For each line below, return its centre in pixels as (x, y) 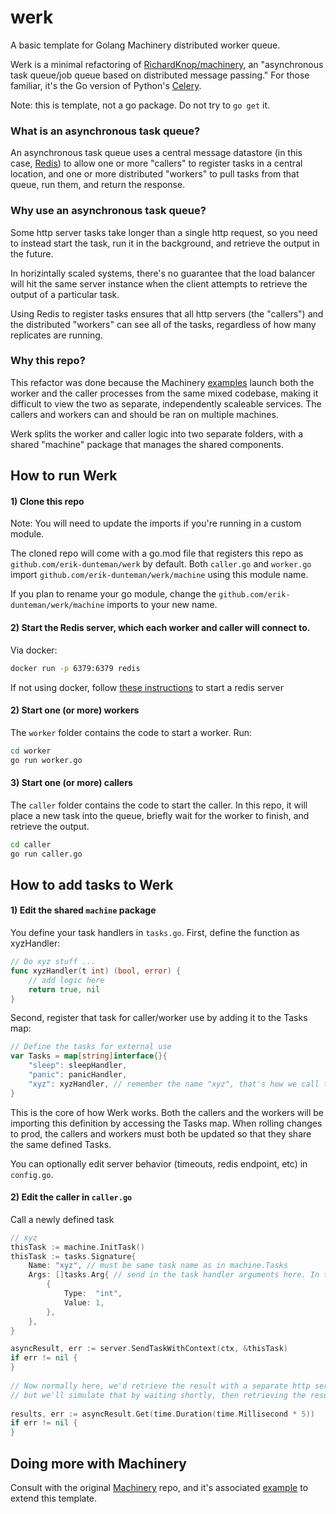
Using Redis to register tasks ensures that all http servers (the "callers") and (167, 313)
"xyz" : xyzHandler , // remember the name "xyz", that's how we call (174, 1084)
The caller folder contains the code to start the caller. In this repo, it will (159, 805)
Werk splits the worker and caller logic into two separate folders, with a (157, 433)
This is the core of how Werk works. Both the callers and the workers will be (167, 1112)
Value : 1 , (84, 1302)
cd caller (31, 844)
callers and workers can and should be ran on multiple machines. (144, 414)
